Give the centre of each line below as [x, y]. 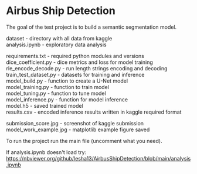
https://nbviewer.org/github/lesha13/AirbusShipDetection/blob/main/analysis [98, 158]
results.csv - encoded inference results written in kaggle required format [94, 112]
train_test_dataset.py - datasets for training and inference [75, 74]
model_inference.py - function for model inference [67, 99]
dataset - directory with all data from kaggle [59, 38]
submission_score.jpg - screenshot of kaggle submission [75, 123]
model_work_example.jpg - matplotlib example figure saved [78, 129]
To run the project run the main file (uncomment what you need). [84, 141]
